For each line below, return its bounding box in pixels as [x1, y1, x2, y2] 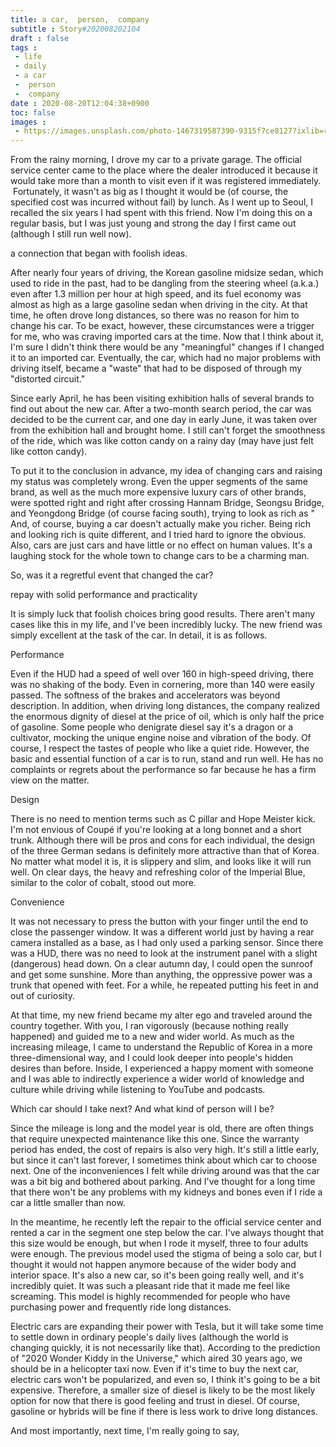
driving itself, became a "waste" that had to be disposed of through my [10, 362, 303, 375]
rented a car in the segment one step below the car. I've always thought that [10, 1227, 325, 1239]
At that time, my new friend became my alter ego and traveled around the [10, 1009, 313, 1021]
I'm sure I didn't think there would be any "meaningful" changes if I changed [10, 341, 325, 353]
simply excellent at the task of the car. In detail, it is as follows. [10, 629, 268, 641]
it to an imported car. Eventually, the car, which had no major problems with [10, 352, 322, 364]
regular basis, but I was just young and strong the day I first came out [10, 217, 297, 230]
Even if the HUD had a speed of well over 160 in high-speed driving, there [10, 668, 314, 680]
